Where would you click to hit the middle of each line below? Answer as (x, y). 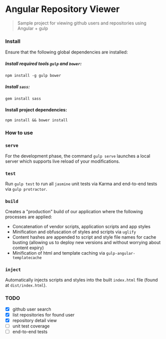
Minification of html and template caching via (59, 253)
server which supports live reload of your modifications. (63, 161)
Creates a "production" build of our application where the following (74, 212)
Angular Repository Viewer (62, 9)
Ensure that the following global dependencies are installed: (67, 52)
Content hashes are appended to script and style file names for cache (84, 237)
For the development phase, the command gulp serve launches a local (78, 156)
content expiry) (28, 248)
